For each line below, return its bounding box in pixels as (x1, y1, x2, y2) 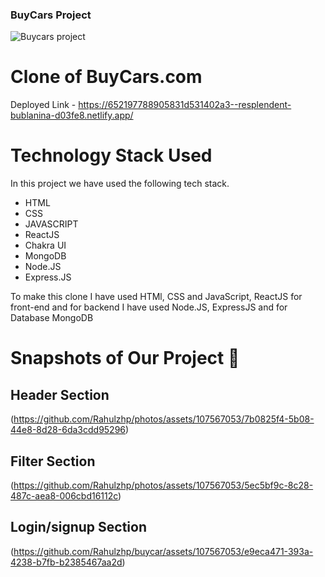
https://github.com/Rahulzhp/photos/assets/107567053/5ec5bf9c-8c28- (13, 479, 314, 491)
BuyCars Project (10, 8, 92, 22)
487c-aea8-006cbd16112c (10, 489, 119, 502)
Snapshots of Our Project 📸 (10, 347, 240, 370)
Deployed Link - (10, 99, 77, 111)
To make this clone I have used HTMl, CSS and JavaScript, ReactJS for (10, 291, 303, 303)
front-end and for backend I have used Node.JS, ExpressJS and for (10, 301, 288, 313)
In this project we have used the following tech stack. (10, 178, 230, 190)
